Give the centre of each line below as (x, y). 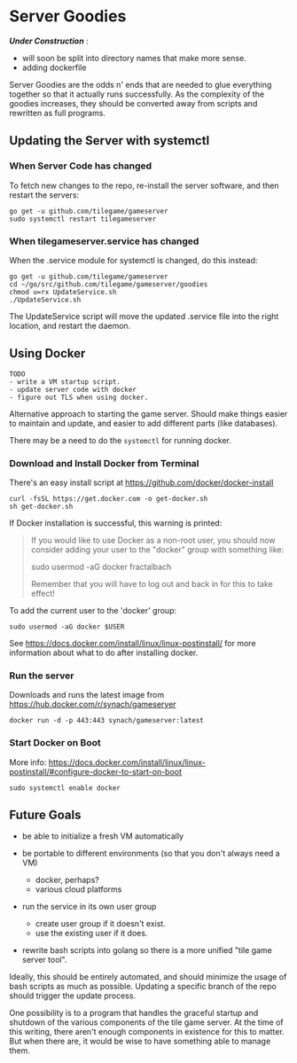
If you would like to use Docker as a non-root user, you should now (153, 540)
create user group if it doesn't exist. (100, 924)
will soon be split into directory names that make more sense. (134, 58)
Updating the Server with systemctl (109, 141)
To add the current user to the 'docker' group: (93, 611)
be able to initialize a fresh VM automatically (103, 836)
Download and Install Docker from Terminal (104, 463)
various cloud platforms (78, 889)
